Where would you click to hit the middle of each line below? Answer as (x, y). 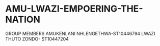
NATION (23, 19)
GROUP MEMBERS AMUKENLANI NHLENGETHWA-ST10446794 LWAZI (80, 33)
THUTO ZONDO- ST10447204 (37, 39)
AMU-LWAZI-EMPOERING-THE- (74, 9)
